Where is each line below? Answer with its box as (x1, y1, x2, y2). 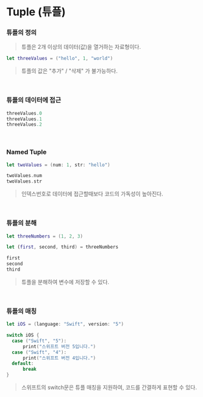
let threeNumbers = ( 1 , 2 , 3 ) (6, 233, 84, 239)
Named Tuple (6, 148, 47, 156)
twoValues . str (6, 178, 43, 184)
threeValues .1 (6, 116, 43, 122)
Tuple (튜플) (6, 5, 66, 19)
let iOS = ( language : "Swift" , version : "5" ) (6, 321, 124, 327)
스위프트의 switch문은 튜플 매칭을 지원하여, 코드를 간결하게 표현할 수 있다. (21, 384, 197, 391)
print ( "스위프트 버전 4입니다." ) (22, 355, 96, 361)
